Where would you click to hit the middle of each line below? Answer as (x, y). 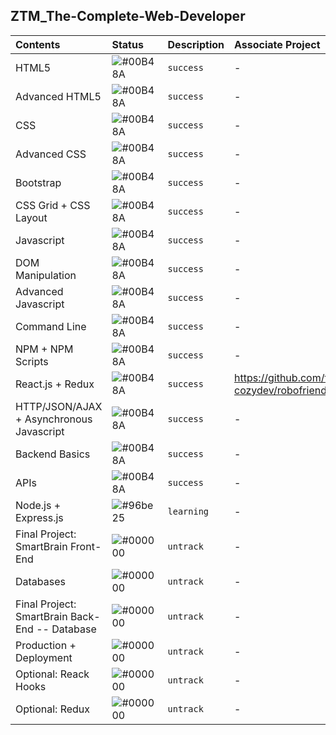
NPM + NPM (44, 349)
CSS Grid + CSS (53, 205)
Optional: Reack (52, 674)
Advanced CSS (51, 154)
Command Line (51, 326)
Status (127, 44)
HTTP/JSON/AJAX (59, 406)
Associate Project (277, 44)
